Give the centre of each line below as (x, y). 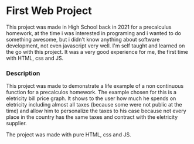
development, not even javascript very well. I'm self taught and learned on (96, 46)
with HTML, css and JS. (35, 58)
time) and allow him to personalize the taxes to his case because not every (96, 111)
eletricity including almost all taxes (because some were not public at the (94, 105)
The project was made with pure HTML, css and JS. (69, 135)
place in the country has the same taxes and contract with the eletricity (92, 117)
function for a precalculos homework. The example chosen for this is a (91, 92)
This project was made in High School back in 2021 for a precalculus (89, 27)
